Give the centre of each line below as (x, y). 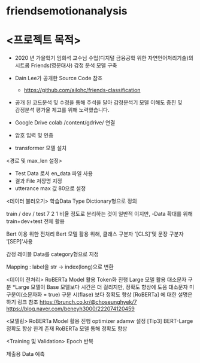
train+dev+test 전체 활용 (35, 221)
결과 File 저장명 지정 (38, 181)
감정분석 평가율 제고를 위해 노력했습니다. (62, 110)
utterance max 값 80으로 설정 (50, 188)
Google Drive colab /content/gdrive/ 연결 (65, 123)
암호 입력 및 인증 (34, 135)
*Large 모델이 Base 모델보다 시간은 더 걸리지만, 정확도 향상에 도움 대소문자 (100, 287)
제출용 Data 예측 (25, 354)
